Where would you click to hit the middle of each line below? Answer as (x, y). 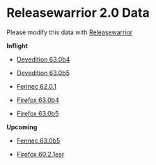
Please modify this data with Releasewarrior (70, 32)
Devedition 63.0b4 (43, 59)
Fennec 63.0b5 (38, 141)
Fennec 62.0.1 (37, 86)
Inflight (17, 45)
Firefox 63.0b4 (38, 100)
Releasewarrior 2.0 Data (78, 13)
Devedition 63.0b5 (43, 73)
